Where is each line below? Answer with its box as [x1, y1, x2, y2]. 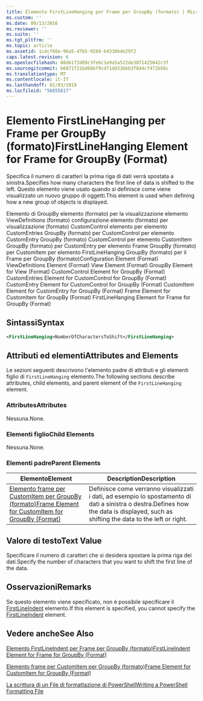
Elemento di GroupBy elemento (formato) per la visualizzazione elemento [6, 210, 188, 217]
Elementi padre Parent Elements [6, 459, 101, 467]
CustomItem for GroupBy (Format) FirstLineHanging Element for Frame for [6, 293, 191, 301]
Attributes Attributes [6, 401, 67, 410]
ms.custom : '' [6, 15, 42, 21]
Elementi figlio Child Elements [6, 430, 95, 438]
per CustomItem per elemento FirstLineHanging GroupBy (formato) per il [6, 248, 187, 256]
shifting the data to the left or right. [88, 515, 187, 523]
